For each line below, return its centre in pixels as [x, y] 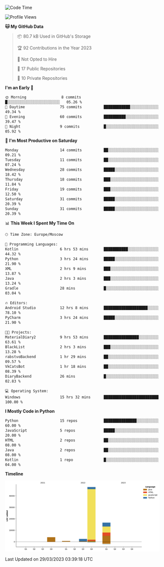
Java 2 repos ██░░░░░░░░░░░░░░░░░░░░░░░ [82, 450]
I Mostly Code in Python [30, 411]
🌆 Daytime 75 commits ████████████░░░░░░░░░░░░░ [82, 107]
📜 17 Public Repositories [41, 69]
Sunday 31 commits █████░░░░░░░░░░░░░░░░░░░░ [82, 209]
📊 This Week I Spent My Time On [40, 223]
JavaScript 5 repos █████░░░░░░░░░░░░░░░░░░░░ [82, 431]
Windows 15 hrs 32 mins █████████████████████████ [82, 397]
